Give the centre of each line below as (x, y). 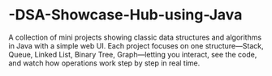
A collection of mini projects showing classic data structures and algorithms (135, 37)
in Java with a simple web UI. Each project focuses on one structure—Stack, (136, 45)
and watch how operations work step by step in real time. (104, 63)
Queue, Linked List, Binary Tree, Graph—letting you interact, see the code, (133, 54)
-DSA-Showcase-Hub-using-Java (125, 15)
